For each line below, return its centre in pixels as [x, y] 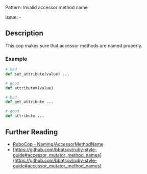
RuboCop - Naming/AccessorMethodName [58, 144]
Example [16, 59]
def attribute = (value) [29, 88]
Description [24, 33]
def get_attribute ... [29, 102]
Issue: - [13, 17]
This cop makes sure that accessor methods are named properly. [74, 45]
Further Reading [32, 132]
